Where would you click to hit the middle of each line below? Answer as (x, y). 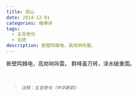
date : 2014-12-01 (28, 18)
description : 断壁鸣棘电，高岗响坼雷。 (51, 46)
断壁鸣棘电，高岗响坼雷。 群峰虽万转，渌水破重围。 (71, 63)
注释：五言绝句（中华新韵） (50, 88)
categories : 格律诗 (29, 23)
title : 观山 (20, 12)
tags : (13, 29)
